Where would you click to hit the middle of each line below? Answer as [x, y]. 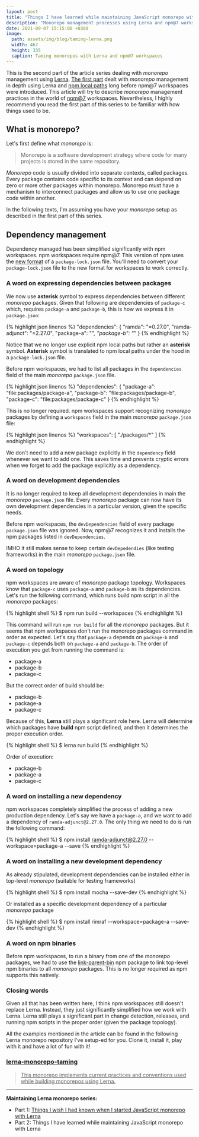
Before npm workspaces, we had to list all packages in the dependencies [94, 368]
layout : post [22, 12]
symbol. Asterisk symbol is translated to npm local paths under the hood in [98, 350]
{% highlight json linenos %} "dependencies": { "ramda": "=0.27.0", [88, 327]
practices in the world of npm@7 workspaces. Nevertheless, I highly [89, 98]
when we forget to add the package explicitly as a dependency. [84, 465]
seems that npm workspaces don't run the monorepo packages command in [99, 631]
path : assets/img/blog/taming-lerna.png [62, 39]
